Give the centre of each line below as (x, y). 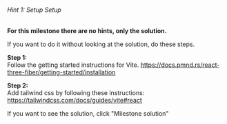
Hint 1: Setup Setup (34, 10)
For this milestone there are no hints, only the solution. (87, 31)
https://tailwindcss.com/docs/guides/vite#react (75, 101)
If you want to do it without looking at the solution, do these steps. (101, 44)
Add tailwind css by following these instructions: (76, 93)
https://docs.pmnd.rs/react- (180, 65)
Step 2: (18, 85)
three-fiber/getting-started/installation (61, 72)
